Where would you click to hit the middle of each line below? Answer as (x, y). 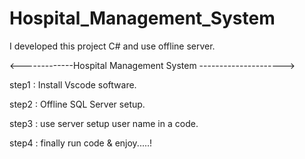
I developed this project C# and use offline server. (112, 46)
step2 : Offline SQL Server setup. (77, 104)
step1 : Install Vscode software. (73, 84)
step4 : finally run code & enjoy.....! (81, 143)
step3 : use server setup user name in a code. (104, 123)
